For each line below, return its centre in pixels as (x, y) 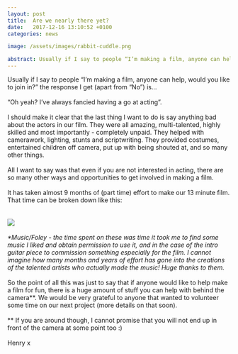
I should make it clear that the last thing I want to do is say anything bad (112, 117)
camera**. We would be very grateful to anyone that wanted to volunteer (113, 298)
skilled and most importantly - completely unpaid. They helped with (106, 132)
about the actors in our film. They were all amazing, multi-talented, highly (114, 125)
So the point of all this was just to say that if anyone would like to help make (118, 282)
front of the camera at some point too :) (65, 328)
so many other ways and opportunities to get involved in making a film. (110, 177)
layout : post (27, 14)
